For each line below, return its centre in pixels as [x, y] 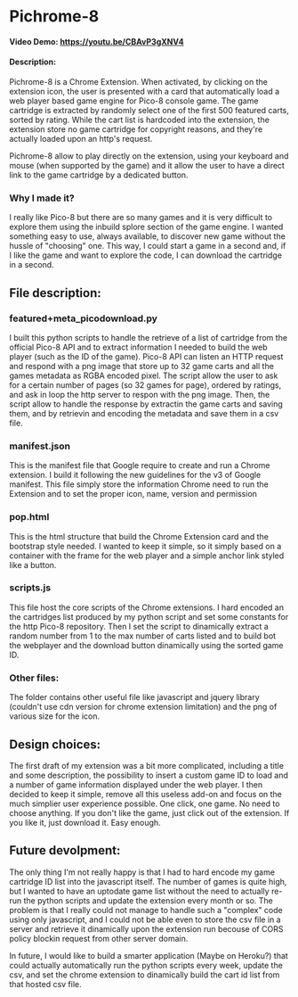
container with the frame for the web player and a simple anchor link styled [147, 556]
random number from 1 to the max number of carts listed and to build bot [143, 636]
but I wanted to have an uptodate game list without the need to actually [139, 891]
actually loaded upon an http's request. [81, 138]
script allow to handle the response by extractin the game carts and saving [146, 404]
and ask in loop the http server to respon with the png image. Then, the [140, 394]
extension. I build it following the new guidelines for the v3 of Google [135, 475]
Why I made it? [42, 198]
